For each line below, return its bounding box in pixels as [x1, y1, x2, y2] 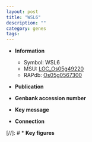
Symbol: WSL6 [23, 59, 61, 66]
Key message [14, 106, 49, 113]
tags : [6, 31, 20, 37]
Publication [14, 83, 44, 90]
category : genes [6, 25, 46, 32]
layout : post [6, 8, 39, 15]
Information [14, 47, 45, 54]
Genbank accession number [14, 95, 86, 102]
